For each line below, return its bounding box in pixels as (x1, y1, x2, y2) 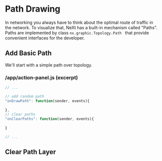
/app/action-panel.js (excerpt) (5, 74, 78, 81)
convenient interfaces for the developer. (5, 35, 85, 41)
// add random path (5, 94, 44, 99)
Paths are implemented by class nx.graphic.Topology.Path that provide (5, 30, 149, 36)
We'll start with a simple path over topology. (5, 62, 93, 68)
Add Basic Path (5, 49, 52, 57)
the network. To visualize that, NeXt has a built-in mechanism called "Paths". (5, 24, 158, 30)
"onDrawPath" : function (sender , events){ (5, 98, 90, 103)
